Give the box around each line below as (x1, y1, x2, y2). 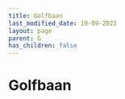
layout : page (8, 27, 52, 35)
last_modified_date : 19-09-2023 (8, 19, 117, 27)
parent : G (8, 34, 42, 43)
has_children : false (8, 42, 78, 50)
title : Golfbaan (8, 11, 63, 20)
